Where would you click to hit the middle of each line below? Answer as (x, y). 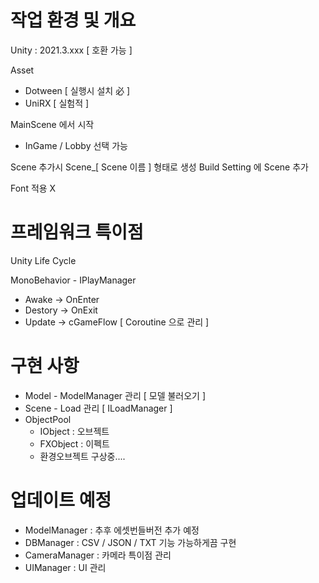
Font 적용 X (33, 188)
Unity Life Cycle (43, 260)
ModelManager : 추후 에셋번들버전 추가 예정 (112, 530)
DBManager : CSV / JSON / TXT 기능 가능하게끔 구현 (130, 542)
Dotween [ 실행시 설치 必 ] (77, 90)
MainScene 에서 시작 (52, 124)
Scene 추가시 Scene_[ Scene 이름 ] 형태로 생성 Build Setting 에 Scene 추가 (159, 167)
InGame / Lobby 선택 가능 (76, 145)
